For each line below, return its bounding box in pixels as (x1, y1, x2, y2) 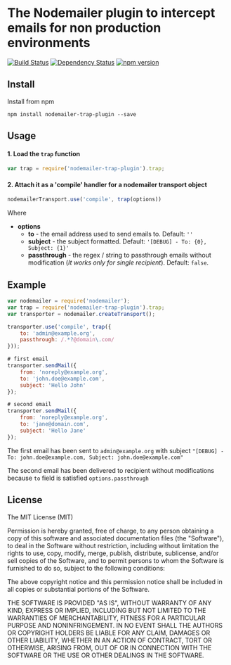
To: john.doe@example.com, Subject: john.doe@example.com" (7, 454, 184, 461)
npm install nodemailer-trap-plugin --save (7, 110, 137, 118)
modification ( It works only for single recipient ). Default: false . (27, 258, 209, 267)
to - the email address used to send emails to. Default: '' (27, 230, 193, 239)
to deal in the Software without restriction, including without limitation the (7, 541, 219, 550)
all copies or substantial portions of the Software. (7, 585, 150, 593)
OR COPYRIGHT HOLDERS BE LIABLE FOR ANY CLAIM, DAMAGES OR (7, 628, 211, 637)
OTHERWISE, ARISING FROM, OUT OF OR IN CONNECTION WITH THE (7, 643, 212, 652)
